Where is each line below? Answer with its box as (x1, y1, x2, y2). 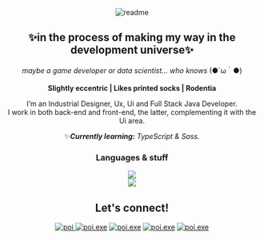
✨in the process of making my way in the (28, 31, 236, 44)
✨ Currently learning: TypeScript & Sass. (64, 131, 200, 140)
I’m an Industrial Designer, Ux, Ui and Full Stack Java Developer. (26, 99, 238, 108)
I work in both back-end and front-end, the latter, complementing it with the (7, 107, 257, 116)
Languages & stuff (95, 152, 169, 163)
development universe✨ (70, 43, 194, 57)
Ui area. (118, 116, 146, 125)
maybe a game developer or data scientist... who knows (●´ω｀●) (21, 65, 243, 75)
